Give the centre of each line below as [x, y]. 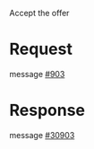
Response [47, 110]
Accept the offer [39, 13]
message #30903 [42, 135]
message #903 [37, 74]
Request [41, 49]
